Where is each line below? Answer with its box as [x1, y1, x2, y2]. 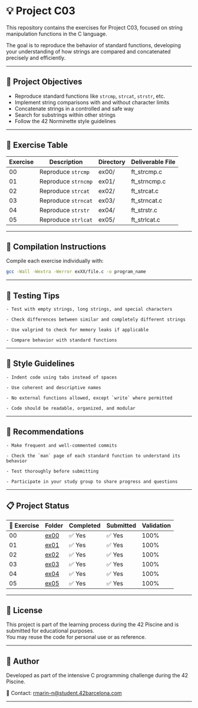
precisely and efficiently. [6, 54, 66, 61]
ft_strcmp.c [131, 167, 163, 176]
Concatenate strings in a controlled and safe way [14, 105, 134, 112]
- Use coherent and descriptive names [6, 384, 101, 390]
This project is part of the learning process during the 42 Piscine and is [6, 621, 179, 628]
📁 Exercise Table [6, 140, 68, 150]
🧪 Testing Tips [6, 291, 60, 301]
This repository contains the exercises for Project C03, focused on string [6, 24, 183, 31]
